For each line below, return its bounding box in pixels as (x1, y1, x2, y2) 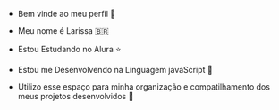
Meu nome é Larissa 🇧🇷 (17, 26, 109, 35)
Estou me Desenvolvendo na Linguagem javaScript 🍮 (17, 65, 213, 75)
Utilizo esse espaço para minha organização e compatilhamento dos (17, 82, 271, 92)
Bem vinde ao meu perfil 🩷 (17, 9, 116, 19)
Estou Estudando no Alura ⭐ (17, 44, 122, 54)
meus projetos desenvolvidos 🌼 (17, 91, 134, 101)
